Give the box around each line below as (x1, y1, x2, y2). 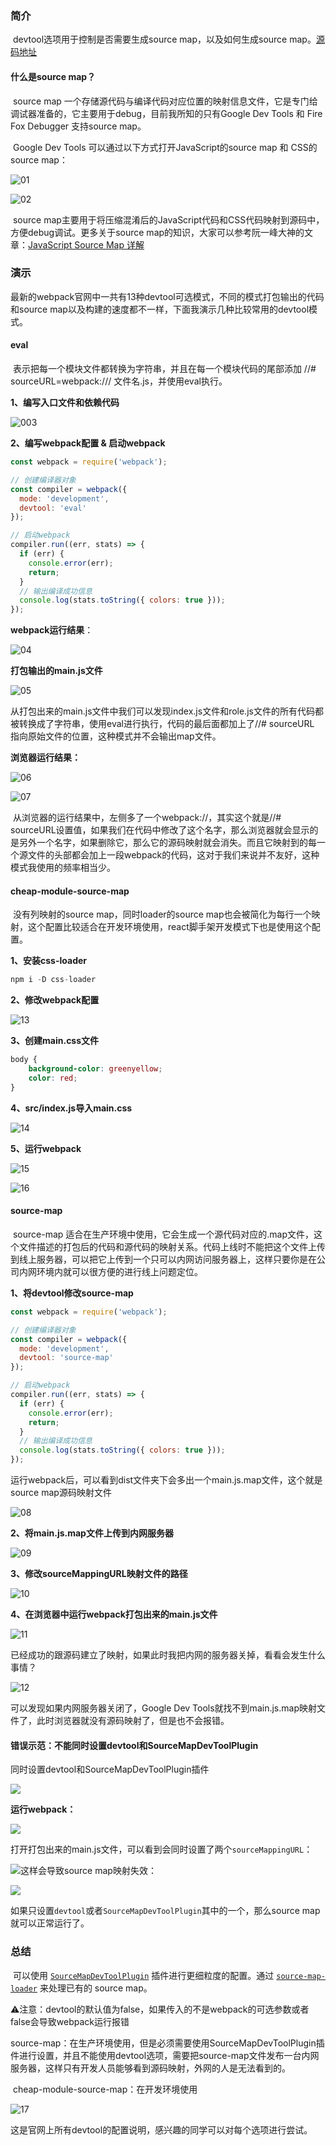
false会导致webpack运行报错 (10, 2015, 130, 2027)
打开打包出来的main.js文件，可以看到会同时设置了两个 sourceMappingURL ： (10, 1843, 313, 1856)
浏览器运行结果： (10, 752, 81, 764)
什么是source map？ (10, 70, 97, 82)
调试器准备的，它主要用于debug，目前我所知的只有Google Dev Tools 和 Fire (10, 107, 323, 119)
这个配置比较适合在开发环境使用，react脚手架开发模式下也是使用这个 (27, 921, 312, 933)
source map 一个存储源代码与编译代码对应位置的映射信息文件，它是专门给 (12, 95, 318, 107)
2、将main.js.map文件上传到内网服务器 (10, 1527, 174, 1539)
